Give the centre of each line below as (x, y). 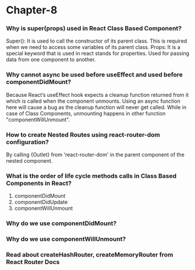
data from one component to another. (51, 59)
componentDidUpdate (41, 202)
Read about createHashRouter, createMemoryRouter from (90, 255)
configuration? (28, 142)
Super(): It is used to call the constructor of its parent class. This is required (97, 41)
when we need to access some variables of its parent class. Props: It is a (93, 47)
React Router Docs (33, 262)
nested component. (29, 161)
